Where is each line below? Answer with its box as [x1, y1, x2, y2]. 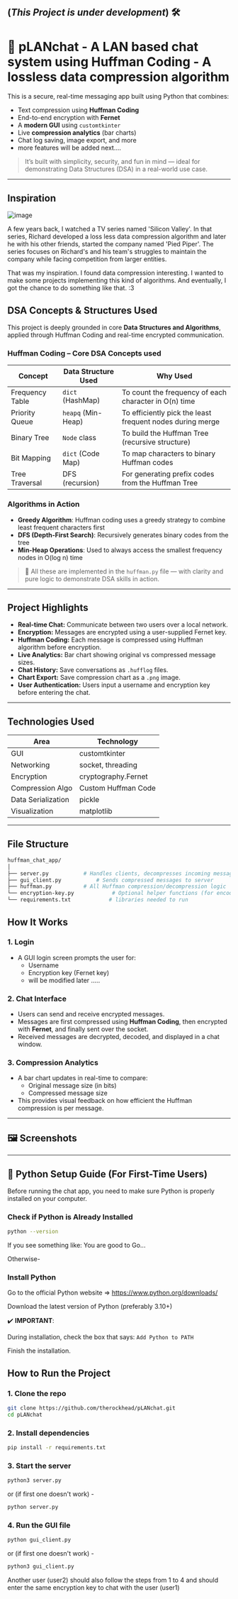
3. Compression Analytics [7, 1057, 99, 1067]
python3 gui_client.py [7, 1563, 74, 1571]
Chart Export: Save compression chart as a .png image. [17, 674, 181, 682]
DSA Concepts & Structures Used [7, 304, 158, 317]
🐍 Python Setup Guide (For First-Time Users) [7, 1167, 208, 1180]
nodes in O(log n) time [17, 553, 83, 561]
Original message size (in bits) [28, 1082, 117, 1090]
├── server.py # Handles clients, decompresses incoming [7, 869, 211, 877]
